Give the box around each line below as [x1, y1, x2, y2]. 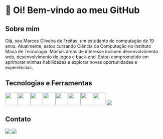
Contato [5, 115, 31, 123]
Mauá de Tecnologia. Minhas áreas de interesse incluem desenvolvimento [5, 49, 158, 54]
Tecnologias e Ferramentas [5, 79, 93, 87]
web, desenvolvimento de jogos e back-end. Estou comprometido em [5, 54, 149, 60]
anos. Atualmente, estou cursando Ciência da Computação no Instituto [5, 43, 151, 49]
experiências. [5, 65, 34, 70]
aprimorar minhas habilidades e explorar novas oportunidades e [5, 59, 137, 65]
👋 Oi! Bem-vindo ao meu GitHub [5, 5, 140, 16]
